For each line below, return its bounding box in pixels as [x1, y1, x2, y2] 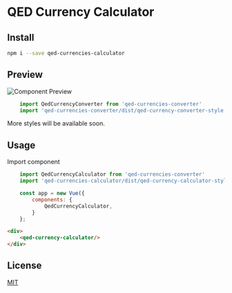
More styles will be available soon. [7, 119, 105, 128]
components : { [32, 196, 72, 203]
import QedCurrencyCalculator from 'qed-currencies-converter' [19, 171, 206, 178]
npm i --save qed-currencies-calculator [7, 50, 126, 57]
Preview [7, 69, 43, 81]
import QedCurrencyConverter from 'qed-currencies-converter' [19, 101, 202, 108]
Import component [7, 158, 60, 166]
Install [7, 32, 35, 43]
